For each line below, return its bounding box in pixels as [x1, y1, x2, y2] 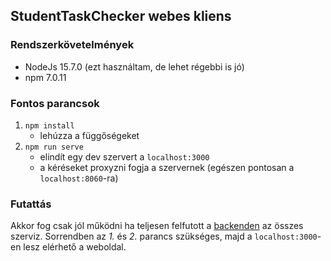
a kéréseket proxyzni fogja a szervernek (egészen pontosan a [39, 161, 295, 173]
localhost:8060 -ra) [39, 172, 119, 184]
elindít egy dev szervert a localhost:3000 [39, 150, 210, 163]
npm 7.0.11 [24, 71, 67, 83]
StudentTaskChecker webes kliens [10, 8, 232, 25]
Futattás [10, 197, 52, 211]
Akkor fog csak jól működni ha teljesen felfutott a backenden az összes [10, 220, 304, 232]
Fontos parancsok [10, 96, 100, 110]
